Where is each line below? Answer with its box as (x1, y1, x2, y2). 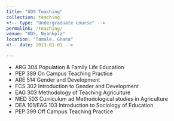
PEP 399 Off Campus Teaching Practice (14, 108, 114, 115)
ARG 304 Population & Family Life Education (14, 63, 124, 70)
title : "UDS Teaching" (6, 8, 63, 15)
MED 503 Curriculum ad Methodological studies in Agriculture (14, 95, 169, 102)
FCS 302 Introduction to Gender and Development (14, 82, 139, 89)
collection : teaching (6, 14, 60, 20)
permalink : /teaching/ (6, 25, 63, 32)
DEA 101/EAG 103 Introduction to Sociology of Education (14, 101, 154, 108)
